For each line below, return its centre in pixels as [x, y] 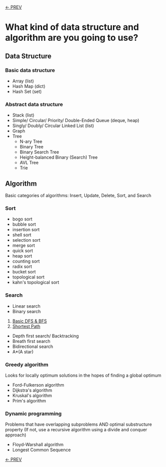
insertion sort [26, 230]
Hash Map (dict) [29, 86]
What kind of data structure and [72, 27]
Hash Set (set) [27, 91]
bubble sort [24, 224]
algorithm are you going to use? [72, 38]
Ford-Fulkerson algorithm [38, 385]
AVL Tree [29, 163]
